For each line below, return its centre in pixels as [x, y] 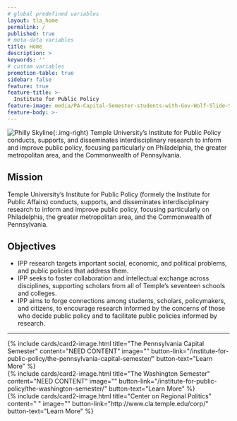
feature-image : [30, 106]
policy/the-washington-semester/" [57, 389]
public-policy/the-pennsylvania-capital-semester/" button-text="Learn [110, 359]
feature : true [28, 86]
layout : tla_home [33, 20]
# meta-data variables [41, 40]
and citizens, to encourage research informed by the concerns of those [121, 309]
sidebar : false [30, 79]
